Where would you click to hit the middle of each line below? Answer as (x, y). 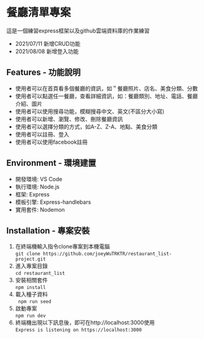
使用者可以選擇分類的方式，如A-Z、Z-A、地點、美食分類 (86, 127)
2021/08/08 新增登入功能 (47, 51)
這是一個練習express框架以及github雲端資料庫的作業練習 (78, 31)
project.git (30, 259)
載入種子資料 (31, 294)
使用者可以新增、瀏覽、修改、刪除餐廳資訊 (69, 119)
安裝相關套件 (31, 280)
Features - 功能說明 (43, 73)
